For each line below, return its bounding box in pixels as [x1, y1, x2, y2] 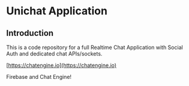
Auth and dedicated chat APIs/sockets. [6, 50, 103, 57]
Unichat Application [6, 4, 108, 18]
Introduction [6, 28, 54, 38]
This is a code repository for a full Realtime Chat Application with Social [6, 44, 183, 51]
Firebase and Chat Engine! [6, 73, 72, 80]
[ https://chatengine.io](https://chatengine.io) [6, 62, 117, 69]
